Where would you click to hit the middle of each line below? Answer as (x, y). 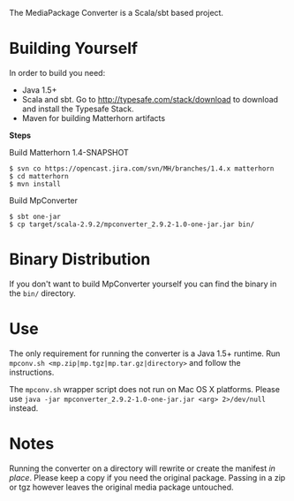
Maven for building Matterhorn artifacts (94, 118)
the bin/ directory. (43, 293)
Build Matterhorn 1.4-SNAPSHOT (69, 152)
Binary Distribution (80, 259)
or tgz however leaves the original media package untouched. (121, 487)
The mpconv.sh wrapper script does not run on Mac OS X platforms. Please (145, 389)
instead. (24, 408)
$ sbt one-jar (35, 216)
